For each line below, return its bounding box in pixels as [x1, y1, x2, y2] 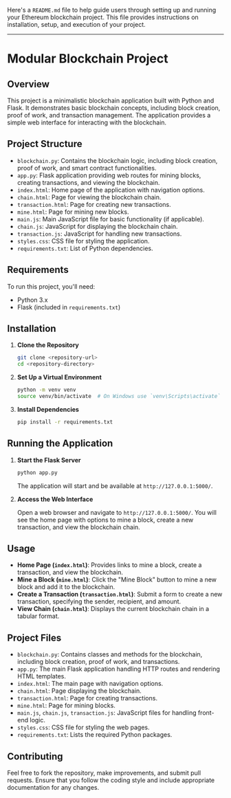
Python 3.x [16, 296, 48, 304]
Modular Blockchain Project [7, 51, 168, 67]
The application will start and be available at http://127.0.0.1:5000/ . [16, 481, 213, 490]
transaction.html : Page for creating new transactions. [16, 200, 172, 208]
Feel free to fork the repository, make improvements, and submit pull [7, 768, 201, 777]
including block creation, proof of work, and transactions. [16, 658, 180, 666]
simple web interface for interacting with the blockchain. [7, 118, 167, 126]
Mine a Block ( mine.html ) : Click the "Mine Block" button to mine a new [16, 575, 217, 584]
